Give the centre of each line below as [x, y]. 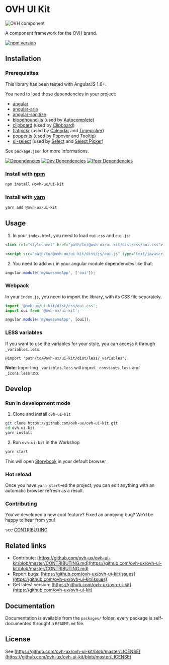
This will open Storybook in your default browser [56, 461]
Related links [26, 546]
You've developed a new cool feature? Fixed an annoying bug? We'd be [79, 515]
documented [18, 624]
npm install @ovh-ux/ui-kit [35, 184]
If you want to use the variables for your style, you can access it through [80, 344]
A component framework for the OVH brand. [51, 33]
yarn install [19, 433]
